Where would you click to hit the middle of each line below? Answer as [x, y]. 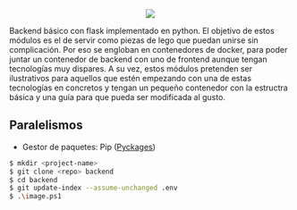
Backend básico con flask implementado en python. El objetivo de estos [142, 31]
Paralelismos [46, 126]
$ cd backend [34, 180]
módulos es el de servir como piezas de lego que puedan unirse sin [134, 40]
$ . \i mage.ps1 [36, 197]
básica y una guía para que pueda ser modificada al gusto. [118, 97]
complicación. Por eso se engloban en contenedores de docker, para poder [148, 50]
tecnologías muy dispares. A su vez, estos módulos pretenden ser [131, 69]
